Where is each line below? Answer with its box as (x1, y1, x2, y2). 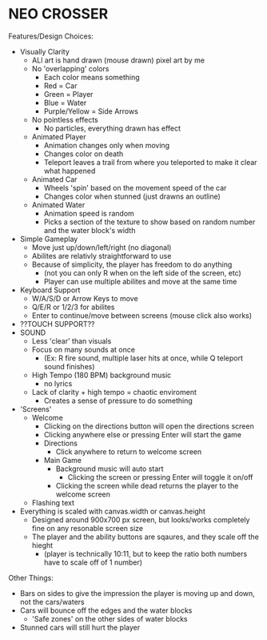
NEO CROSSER (8, 5, 109, 23)
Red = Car (43, 81, 78, 91)
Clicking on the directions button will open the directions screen (43, 421, 254, 431)
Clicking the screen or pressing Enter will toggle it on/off (67, 472, 253, 481)
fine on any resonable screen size (31, 523, 144, 533)
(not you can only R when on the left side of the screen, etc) (43, 268, 241, 277)
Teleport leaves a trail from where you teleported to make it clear (43, 157, 257, 167)
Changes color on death (43, 149, 124, 159)
